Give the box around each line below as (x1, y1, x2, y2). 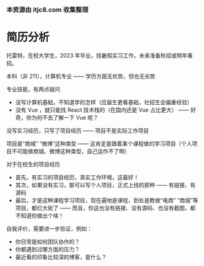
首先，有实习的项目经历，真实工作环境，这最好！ (15, 173, 139, 181)
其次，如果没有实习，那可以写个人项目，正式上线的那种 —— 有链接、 (15, 181, 191, 188)
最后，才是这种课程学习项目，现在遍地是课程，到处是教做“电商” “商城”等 (15, 196, 198, 203)
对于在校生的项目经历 (6, 161, 60, 168)
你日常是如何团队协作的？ (15, 238, 80, 245)
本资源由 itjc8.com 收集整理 (6, 5, 89, 13)
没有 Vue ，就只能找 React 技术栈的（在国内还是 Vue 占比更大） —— (15, 106, 190, 113)
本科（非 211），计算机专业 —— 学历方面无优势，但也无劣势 (6, 72, 156, 80)
